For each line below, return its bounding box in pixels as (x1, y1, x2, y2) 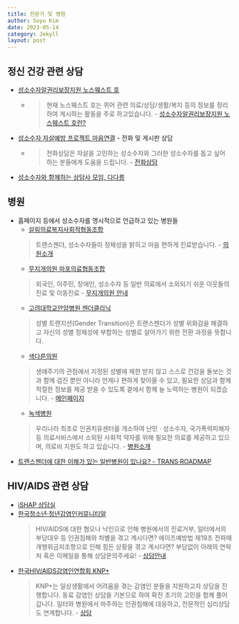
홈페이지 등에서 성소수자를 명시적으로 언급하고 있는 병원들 (17, 216, 178, 225)
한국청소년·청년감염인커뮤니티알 (17, 509, 107, 518)
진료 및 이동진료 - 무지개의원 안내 (35, 288, 128, 297)
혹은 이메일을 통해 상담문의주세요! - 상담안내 (43, 551, 166, 560)
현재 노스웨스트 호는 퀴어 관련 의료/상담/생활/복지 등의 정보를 (46, 101, 215, 109)
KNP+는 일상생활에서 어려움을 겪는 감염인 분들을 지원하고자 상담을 (35, 581, 220, 590)
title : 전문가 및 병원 (7, 10, 66, 18)
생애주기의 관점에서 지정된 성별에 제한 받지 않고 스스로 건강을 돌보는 (35, 367, 225, 376)
